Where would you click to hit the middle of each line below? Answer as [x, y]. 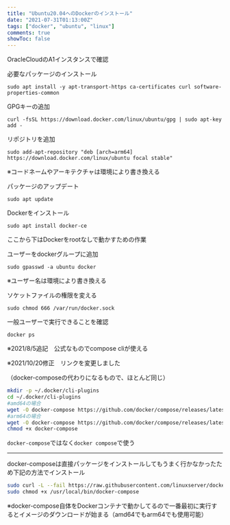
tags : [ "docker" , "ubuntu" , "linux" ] [61, 26]
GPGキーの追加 [28, 106]
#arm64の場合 [24, 416]
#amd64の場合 [24, 403]
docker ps [21, 335]
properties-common [33, 93]
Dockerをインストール [38, 213]
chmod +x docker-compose [42, 429]
